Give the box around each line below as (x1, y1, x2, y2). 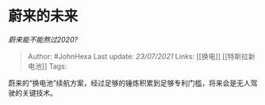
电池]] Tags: (27, 61, 67, 71)
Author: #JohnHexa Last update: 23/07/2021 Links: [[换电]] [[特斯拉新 (27, 51, 255, 61)
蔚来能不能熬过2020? (8, 35, 78, 44)
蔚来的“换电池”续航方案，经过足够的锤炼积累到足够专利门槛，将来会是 (8, 78, 237, 88)
